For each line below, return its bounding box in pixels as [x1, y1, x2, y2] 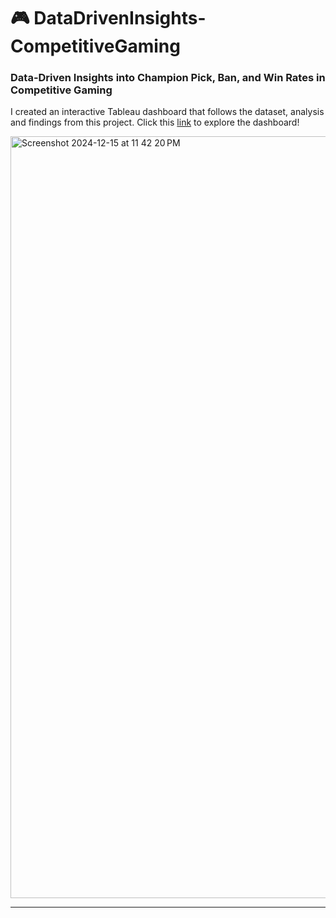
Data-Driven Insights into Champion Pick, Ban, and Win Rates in [10, 71, 326, 85]
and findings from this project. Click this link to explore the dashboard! [10, 116, 300, 129]
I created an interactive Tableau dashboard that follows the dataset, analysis [10, 106, 325, 118]
